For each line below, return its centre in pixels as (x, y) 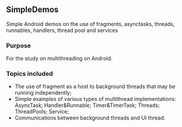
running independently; (43, 93)
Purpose (19, 45)
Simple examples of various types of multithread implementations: (95, 99)
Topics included (30, 74)
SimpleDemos (32, 10)
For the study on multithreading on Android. (59, 58)
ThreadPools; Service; (42, 112)
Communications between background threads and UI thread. (90, 118)
